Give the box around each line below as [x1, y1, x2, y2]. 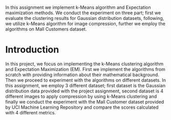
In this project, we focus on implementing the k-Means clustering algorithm [5, 61, 164, 67]
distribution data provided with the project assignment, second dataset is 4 [5, 88, 164, 94]
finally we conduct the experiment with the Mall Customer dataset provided [5, 99, 164, 105]
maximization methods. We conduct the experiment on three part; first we [5, 10, 161, 16]
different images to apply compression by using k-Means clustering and [5, 93, 157, 99]
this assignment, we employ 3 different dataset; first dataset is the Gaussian [5, 82, 166, 88]
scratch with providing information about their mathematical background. [5, 71, 160, 78]
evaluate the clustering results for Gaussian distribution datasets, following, [5, 15, 164, 21]
